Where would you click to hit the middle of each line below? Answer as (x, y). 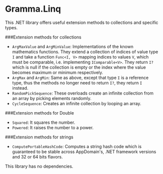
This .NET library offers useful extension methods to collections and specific (82, 22)
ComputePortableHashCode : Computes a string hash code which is (77, 146)
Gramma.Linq (33, 9)
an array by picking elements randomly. (52, 98)
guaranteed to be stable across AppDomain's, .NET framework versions (84, 152)
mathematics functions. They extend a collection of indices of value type (85, 52)
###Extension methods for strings (39, 137)
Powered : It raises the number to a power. (53, 127)
